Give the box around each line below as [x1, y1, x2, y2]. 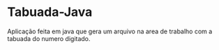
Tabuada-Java [7, 4, 93, 20]
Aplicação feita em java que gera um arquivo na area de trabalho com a [7, 27, 213, 35]
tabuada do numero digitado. [7, 34, 91, 42]
